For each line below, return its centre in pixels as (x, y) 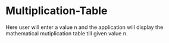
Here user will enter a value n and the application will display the (84, 27)
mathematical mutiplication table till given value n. (67, 33)
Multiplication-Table (57, 11)
